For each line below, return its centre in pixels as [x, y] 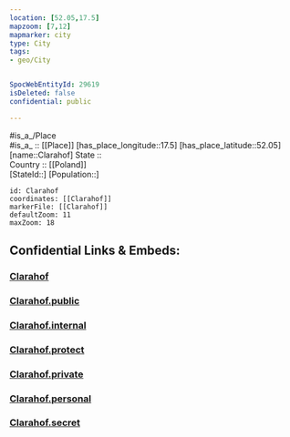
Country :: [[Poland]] [48, 164]
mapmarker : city [40, 35]
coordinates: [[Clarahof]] [61, 198]
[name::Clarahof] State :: [56, 155]
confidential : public [51, 101]
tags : [20, 52]
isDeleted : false [42, 93]
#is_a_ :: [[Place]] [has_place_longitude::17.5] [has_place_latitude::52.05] [145, 145]
